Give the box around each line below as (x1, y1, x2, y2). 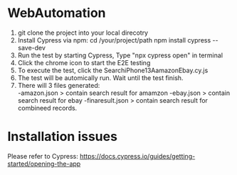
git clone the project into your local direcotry (17, 28, 148, 37)
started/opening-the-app (7, 159, 81, 168)
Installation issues (7, 129, 117, 145)
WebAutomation (7, 5, 106, 21)
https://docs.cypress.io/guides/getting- (79, 152, 196, 160)
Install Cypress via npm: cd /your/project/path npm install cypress (17, 35, 211, 44)
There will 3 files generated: (17, 81, 100, 89)
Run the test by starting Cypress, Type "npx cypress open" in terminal (17, 51, 223, 60)
